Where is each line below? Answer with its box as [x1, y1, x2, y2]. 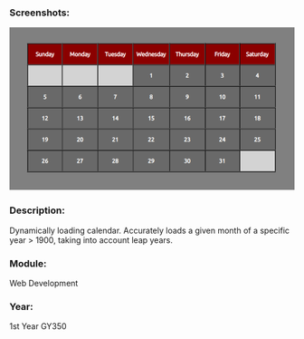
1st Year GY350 [9, 321, 67, 332]
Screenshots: [9, 6, 71, 19]
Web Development [9, 278, 79, 289]
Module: [9, 257, 47, 269]
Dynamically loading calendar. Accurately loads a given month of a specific [9, 225, 290, 236]
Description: [9, 204, 65, 217]
